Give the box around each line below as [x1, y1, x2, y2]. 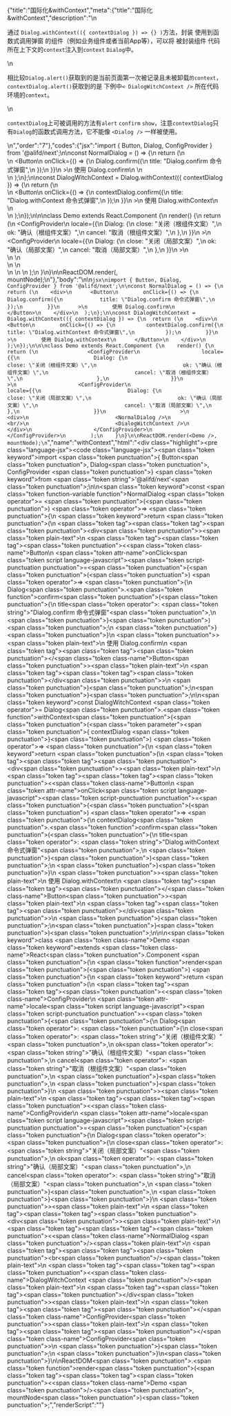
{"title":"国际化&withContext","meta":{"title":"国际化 [7, 6, 153, 14]
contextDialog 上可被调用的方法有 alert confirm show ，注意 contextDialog [7, 119, 213, 127]
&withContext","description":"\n [7, 14, 97, 22]
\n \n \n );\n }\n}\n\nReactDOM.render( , [7, 268, 119, 276]
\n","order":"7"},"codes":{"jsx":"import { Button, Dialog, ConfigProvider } [7, 141, 212, 149]
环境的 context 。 [7, 91, 54, 99]
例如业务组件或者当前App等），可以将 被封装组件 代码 [68, 37, 221, 45]
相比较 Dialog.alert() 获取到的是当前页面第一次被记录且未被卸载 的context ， [7, 73, 223, 82]
